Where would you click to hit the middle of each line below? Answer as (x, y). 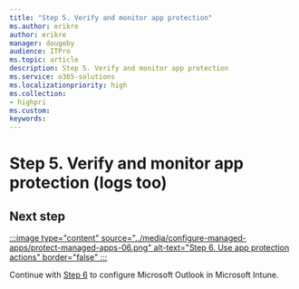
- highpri (28, 102)
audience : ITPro (40, 52)
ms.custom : (30, 111)
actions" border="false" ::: (58, 257)
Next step (38, 216)
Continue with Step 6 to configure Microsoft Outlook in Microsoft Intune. (144, 275)
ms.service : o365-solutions (63, 77)
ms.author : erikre (44, 26)
